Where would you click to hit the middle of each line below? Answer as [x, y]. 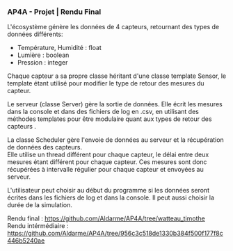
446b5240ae [26, 241]
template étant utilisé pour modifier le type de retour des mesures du [106, 83]
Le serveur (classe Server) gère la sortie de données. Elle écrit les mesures [115, 104]
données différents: [35, 34]
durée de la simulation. [40, 205]
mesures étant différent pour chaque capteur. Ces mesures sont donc [107, 162]
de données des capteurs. [45, 147]
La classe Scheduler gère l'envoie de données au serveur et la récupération [115, 140]
